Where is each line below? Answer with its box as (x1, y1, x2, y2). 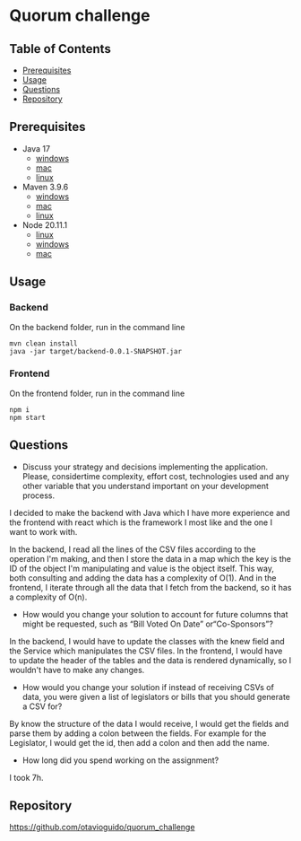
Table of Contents (9, 41, 112, 57)
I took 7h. (9, 772, 44, 783)
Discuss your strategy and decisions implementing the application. (21, 461, 269, 472)
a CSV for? (21, 701, 63, 712)
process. (21, 490, 56, 501)
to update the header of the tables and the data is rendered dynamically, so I (9, 654, 292, 665)
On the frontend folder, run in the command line (9, 388, 185, 399)
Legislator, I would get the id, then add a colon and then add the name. (9, 737, 271, 748)
